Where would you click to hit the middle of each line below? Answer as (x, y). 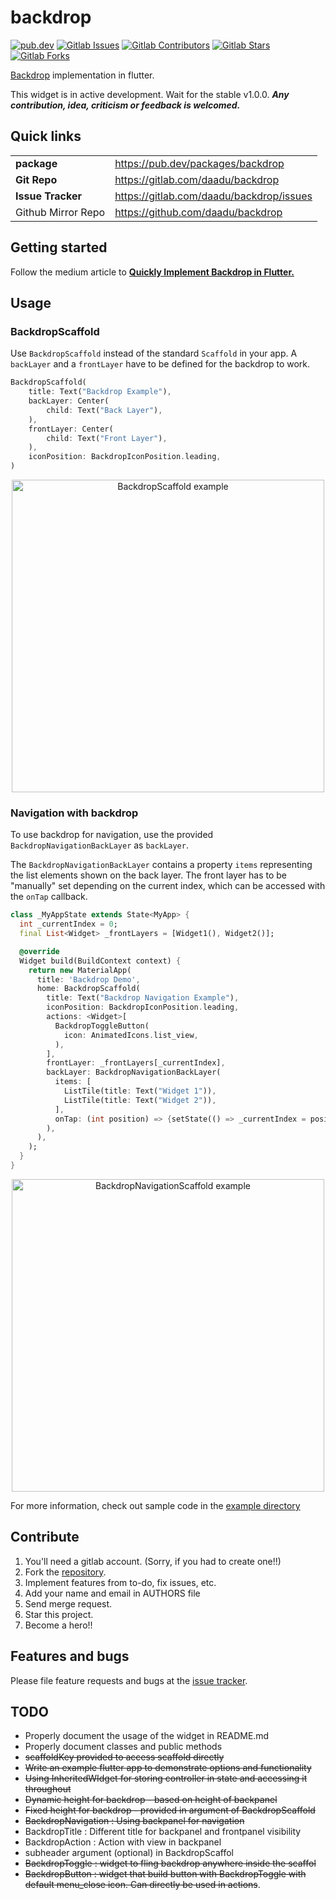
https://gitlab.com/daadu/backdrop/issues (213, 196)
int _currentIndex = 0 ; (68, 924)
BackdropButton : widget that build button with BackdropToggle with (165, 1874)
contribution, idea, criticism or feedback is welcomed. (125, 105)
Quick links (46, 136)
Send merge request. (68, 1603)
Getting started (59, 247)
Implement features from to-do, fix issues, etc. (120, 1582)
